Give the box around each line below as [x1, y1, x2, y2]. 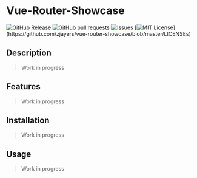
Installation [6, 115, 50, 125]
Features [6, 81, 41, 92]
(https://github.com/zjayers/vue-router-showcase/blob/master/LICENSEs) [6, 30, 191, 37]
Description [6, 48, 52, 58]
